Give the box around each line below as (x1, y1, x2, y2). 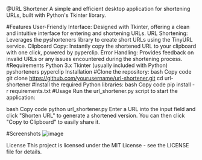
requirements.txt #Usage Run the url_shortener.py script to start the (10, 88, 178, 94)
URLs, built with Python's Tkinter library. (6, 11, 107, 19)
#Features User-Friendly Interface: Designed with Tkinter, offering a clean (6, 24, 190, 30)
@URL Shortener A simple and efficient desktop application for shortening (6, 5, 191, 12)
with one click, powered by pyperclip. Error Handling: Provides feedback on (6, 49, 194, 56)
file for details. (6, 148, 42, 155)
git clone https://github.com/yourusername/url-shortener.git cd (6, 75, 163, 82)
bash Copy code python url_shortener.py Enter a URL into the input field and (6, 106, 196, 112)
